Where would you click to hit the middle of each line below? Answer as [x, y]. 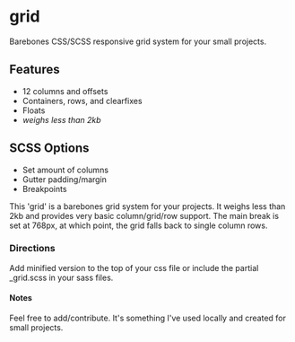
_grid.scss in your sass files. [61, 277]
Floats [34, 110]
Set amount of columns [65, 170]
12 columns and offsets [65, 91]
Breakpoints [44, 189]
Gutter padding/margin [65, 179]
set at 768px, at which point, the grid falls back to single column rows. [139, 225]
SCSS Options [49, 149]
